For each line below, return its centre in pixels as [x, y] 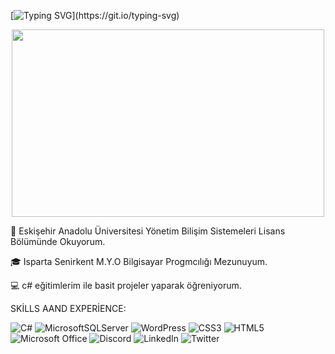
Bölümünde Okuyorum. [58, 241]
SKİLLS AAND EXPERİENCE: [68, 308]
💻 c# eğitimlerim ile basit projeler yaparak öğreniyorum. [126, 285]
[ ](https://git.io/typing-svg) [95, 15]
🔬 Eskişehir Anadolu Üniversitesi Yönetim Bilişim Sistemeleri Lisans [148, 231]
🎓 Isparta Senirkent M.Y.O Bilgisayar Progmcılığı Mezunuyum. [139, 261]
